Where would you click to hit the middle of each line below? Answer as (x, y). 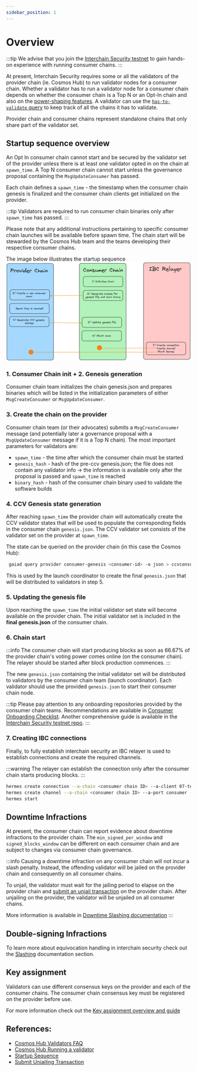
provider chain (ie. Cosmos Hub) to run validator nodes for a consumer (91, 82)
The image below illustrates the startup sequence (66, 259)
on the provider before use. (39, 999)
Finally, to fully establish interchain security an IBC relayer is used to (89, 751)
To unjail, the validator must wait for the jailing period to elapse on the (90, 885)
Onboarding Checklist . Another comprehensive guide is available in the (92, 717)
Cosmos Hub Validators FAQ (49, 1043)
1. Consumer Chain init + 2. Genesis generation (74, 374)
